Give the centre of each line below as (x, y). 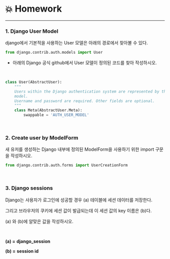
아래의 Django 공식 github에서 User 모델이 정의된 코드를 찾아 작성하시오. (85, 63)
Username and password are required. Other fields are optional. (85, 101)
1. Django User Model (32, 31)
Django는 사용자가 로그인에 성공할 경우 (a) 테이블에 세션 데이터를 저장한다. (79, 200)
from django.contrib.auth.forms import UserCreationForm (67, 165)
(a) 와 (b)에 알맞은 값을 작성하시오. (39, 221)
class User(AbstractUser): (34, 82)
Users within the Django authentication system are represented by (87, 92)
